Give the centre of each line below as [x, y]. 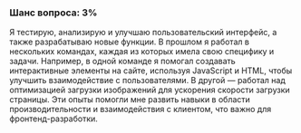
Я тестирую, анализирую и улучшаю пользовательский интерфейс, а [143, 33]
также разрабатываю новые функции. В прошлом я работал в [129, 42]
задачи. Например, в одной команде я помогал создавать [122, 62]
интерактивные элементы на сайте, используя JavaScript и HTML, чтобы [151, 71]
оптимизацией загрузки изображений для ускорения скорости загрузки [150, 90]
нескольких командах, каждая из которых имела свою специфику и [142, 52]
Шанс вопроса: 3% [53, 13]
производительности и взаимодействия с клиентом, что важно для [141, 109]
